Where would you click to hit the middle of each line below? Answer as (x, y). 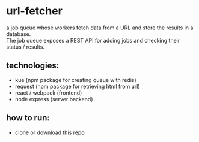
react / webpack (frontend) (48, 93)
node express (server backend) (54, 99)
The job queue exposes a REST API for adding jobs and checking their (93, 40)
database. (19, 34)
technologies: (33, 66)
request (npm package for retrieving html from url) (77, 86)
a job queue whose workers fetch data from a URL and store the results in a (100, 28)
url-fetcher (35, 11)
